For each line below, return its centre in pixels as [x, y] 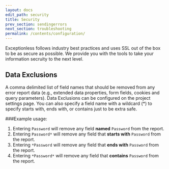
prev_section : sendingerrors [36, 24]
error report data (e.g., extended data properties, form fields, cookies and [82, 93]
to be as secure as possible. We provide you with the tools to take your [79, 53]
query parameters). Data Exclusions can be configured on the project [78, 98]
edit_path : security [27, 15]
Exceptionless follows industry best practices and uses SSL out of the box [83, 48]
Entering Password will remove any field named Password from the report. [88, 128]
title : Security [22, 19]
